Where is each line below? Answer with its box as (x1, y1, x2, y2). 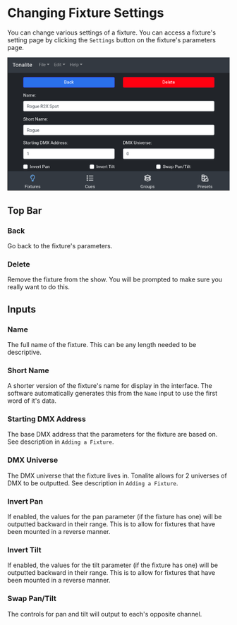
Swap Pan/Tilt (7, 594, 56, 604)
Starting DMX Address (7, 414, 86, 424)
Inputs (7, 303, 37, 315)
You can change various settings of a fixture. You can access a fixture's (7, 28, 217, 37)
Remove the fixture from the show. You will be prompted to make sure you (7, 275, 223, 284)
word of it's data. (7, 396, 57, 405)
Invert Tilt (7, 545, 42, 554)
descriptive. (7, 348, 42, 356)
